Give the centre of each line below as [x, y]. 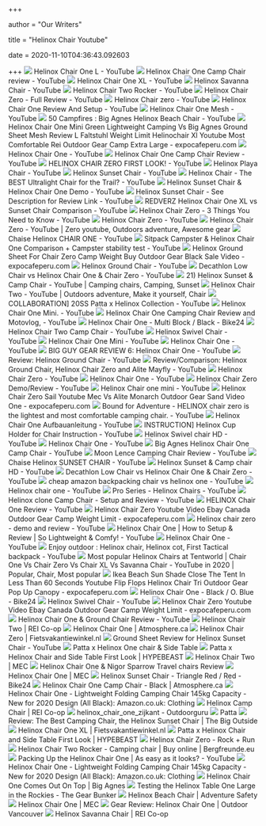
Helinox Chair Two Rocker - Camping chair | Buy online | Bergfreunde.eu [136, 749]
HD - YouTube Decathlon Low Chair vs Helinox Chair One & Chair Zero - [130, 472]
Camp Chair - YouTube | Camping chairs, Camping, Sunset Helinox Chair [132, 285]
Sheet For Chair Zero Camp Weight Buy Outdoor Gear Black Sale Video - [127, 257]
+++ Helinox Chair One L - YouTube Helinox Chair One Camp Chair [127, 71]
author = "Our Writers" [45, 24]
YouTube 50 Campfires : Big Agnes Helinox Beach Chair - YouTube [122, 118]
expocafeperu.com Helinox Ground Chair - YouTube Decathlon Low [128, 266]
